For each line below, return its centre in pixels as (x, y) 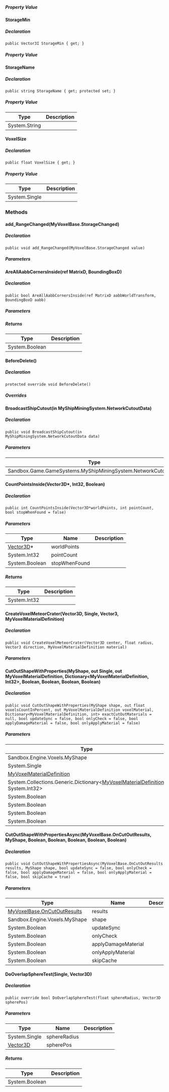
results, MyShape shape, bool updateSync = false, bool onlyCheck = (78, 868)
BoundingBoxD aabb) (26, 300)
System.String (24, 125)
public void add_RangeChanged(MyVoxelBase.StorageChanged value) (75, 248)
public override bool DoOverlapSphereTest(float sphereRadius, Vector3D (83, 998)
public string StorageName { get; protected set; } (60, 91)
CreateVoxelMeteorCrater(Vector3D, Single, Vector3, (62, 614)
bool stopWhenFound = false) (36, 512)
